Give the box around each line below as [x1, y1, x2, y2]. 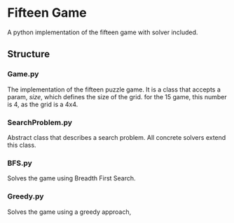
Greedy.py [7, 192, 44, 201]
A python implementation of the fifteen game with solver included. [7, 28, 198, 36]
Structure [7, 48, 50, 60]
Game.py [7, 69, 39, 79]
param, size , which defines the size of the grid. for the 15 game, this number [7, 92, 227, 101]
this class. [7, 141, 36, 149]
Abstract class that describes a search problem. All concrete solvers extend [7, 133, 226, 141]
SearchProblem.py [7, 117, 72, 127]
